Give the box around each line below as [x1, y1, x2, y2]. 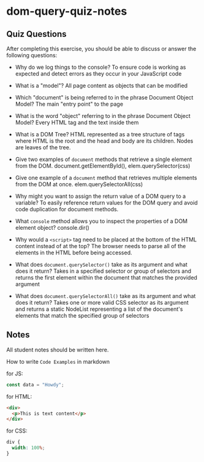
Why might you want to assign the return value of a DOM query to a [15, 192, 186, 200]
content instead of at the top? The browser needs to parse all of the [15, 243, 186, 249]
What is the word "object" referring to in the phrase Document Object [15, 112, 191, 119]
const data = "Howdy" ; [6, 382, 64, 388]
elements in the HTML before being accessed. [15, 249, 133, 256]
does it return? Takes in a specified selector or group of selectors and [15, 267, 192, 275]
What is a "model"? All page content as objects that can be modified [15, 82, 188, 89]
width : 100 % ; [12, 445, 45, 451]
